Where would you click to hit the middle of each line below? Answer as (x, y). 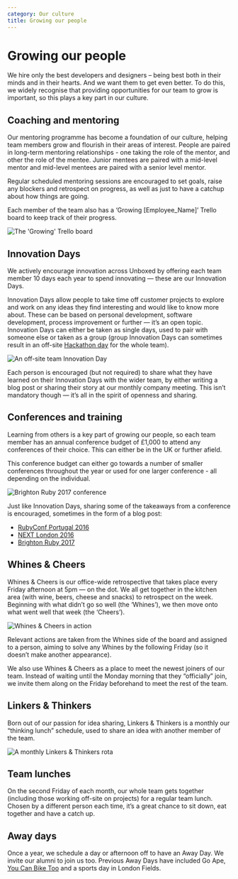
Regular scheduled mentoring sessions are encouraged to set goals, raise (115, 181)
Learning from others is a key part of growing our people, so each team (112, 435)
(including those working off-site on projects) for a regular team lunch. (110, 799)
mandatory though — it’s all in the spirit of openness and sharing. (102, 395)
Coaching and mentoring (63, 120)
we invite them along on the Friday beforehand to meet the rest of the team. (118, 683)
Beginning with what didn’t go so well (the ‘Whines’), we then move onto (113, 604)
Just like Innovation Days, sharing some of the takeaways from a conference (119, 506)
